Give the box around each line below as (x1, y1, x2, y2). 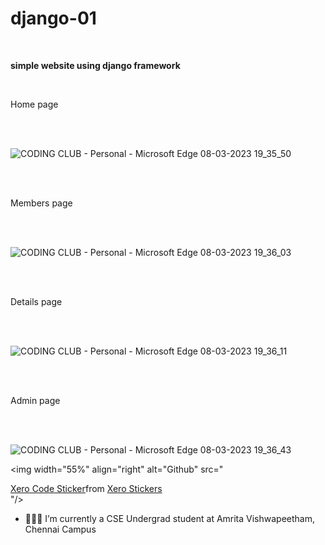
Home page (10, 98, 59, 110)
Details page (10, 295, 63, 307)
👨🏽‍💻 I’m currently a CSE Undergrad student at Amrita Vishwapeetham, (24, 512, 316, 524)
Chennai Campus (24, 523, 97, 535)
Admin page (10, 394, 61, 406)
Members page (10, 197, 73, 209)
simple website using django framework (10, 59, 181, 71)
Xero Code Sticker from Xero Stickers (10, 482, 163, 494)
